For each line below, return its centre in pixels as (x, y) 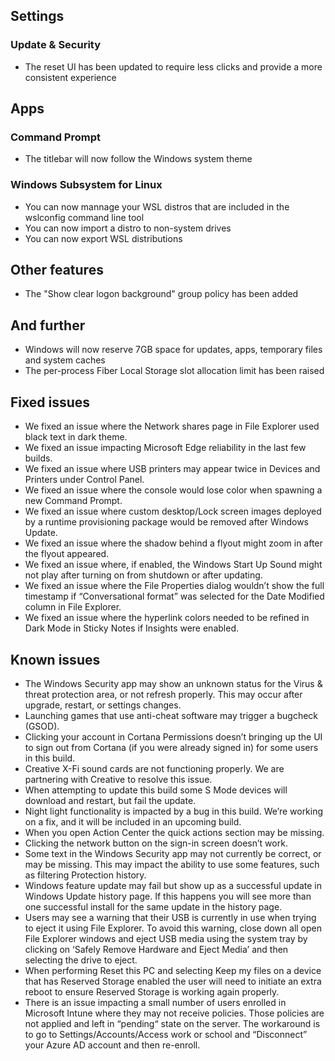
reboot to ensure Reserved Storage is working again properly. (152, 991)
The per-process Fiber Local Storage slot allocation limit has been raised (174, 371)
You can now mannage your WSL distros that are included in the (157, 206)
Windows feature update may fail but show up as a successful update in (173, 885)
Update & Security (56, 45)
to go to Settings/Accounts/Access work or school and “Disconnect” (166, 1034)
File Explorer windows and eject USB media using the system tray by (166, 938)
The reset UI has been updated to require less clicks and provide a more (173, 66)
